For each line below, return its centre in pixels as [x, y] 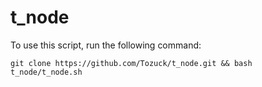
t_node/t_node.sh [46, 72]
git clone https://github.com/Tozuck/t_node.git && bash [131, 63]
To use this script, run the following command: [106, 45]
